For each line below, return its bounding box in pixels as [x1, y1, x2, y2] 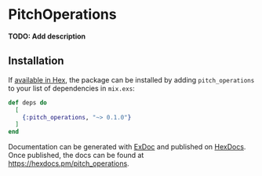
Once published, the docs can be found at [8, 151, 144, 160]
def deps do [8, 98, 47, 107]
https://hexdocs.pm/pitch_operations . [8, 159, 129, 168]
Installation [8, 54, 64, 68]
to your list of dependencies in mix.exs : [8, 83, 135, 93]
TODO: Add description [8, 31, 86, 41]
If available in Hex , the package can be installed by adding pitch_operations [8, 75, 255, 84]
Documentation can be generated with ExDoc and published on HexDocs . [8, 142, 246, 152]
